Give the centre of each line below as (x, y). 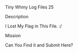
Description (17, 16)
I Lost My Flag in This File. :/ (34, 26)
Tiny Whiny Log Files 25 (29, 7)
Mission (13, 36)
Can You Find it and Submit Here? (39, 45)
